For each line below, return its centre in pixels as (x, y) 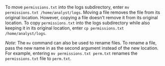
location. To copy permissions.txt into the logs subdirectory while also (78, 23)
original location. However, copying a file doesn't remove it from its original (82, 17)
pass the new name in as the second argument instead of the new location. (82, 48)
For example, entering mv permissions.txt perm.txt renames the (71, 53)
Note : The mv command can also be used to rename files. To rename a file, (81, 43)
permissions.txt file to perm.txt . (38, 58)
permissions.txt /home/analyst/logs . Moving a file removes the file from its (82, 12)
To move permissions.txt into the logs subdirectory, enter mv (67, 7)
